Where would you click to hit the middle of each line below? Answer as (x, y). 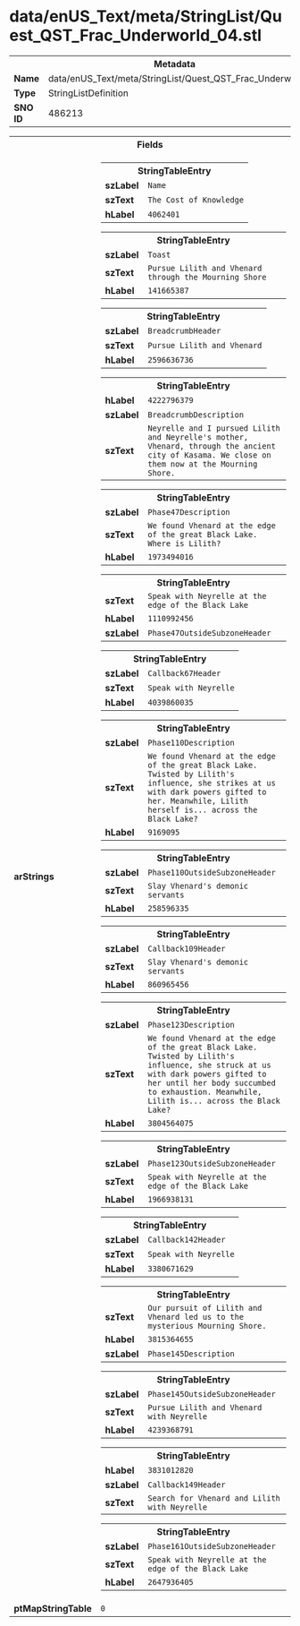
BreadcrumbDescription (195, 415)
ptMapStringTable (53, 1608)
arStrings (34, 877)
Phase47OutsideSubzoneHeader (209, 633)
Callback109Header (186, 948)
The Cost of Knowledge (195, 200)
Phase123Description (191, 1024)
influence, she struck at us (209, 1065)
